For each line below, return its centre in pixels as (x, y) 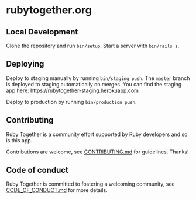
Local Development (42, 32)
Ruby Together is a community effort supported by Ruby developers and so (97, 134)
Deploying (25, 64)
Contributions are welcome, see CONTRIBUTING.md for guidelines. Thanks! (97, 152)
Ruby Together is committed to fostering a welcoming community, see (91, 184)
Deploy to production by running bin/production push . (71, 102)
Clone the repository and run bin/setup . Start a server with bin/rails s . (93, 46)
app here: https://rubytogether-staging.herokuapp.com (73, 90)
